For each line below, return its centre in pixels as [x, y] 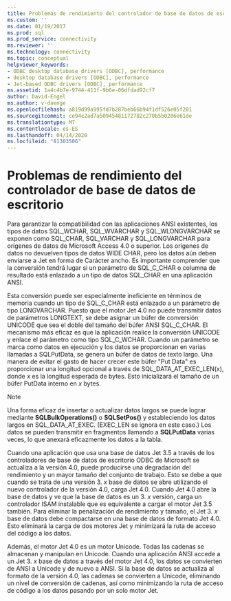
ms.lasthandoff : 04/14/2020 [47, 135]
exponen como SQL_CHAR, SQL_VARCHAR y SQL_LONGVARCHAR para [109, 239]
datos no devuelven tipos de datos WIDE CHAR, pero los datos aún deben [112, 253]
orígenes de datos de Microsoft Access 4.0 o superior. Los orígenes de [108, 246]
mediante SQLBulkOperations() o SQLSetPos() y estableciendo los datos [111, 418]
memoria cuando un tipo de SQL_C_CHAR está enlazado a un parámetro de [113, 303]
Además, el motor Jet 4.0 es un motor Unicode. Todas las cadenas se [106, 547]
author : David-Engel [37, 97]
